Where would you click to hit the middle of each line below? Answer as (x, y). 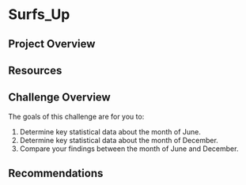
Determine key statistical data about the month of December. (119, 140)
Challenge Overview (59, 98)
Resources (35, 70)
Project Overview (52, 44)
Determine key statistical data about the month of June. (110, 131)
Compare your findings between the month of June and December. (129, 149)
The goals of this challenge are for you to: (76, 116)
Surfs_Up (39, 15)
